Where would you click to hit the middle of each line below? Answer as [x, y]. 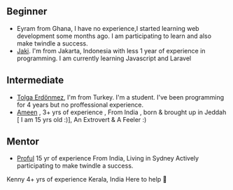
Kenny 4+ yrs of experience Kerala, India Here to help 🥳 [87, 179]
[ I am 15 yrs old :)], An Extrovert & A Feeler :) [82, 119]
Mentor [23, 142]
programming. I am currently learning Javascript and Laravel [104, 58]
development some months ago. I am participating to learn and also [114, 36]
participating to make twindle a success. [75, 166]
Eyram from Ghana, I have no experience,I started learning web [108, 28]
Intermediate [35, 80]
